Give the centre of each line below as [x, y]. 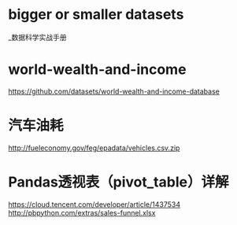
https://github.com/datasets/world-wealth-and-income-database [114, 91]
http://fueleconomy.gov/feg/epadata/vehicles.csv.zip [94, 148]
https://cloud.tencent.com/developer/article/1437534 [94, 204]
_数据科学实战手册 [37, 37]
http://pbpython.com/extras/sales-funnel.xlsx [82, 212]
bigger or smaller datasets [96, 15]
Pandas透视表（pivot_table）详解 [119, 182]
